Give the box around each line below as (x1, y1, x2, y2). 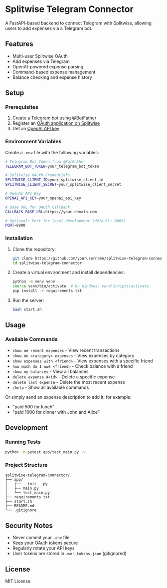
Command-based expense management (12, 69, 96, 75)
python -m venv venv (12, 279, 55, 284)
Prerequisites (5, 104, 38, 111)
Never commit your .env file (12, 535, 70, 541)
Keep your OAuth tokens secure (12, 540, 78, 546)
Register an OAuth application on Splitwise (12, 120, 100, 126)
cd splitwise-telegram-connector (12, 261, 82, 266)
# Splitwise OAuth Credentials (5, 173, 70, 178)
